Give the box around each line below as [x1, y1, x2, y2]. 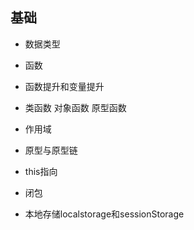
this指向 [24, 165, 58, 177]
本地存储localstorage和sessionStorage [24, 208, 185, 220]
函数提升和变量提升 [24, 80, 105, 92]
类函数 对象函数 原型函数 [24, 101, 127, 113]
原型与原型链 [24, 144, 78, 156]
